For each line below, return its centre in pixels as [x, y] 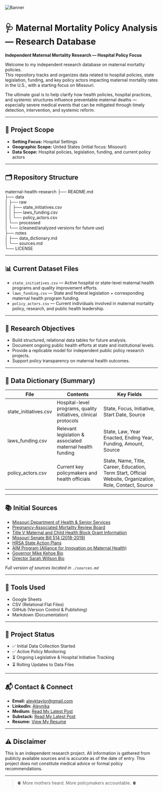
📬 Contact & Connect [39, 687]
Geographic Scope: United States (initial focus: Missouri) [69, 147]
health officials [73, 479]
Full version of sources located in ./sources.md [52, 568]
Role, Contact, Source [128, 485]
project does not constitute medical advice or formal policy [64, 764]
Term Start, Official [125, 473]
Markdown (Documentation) [40, 615]
